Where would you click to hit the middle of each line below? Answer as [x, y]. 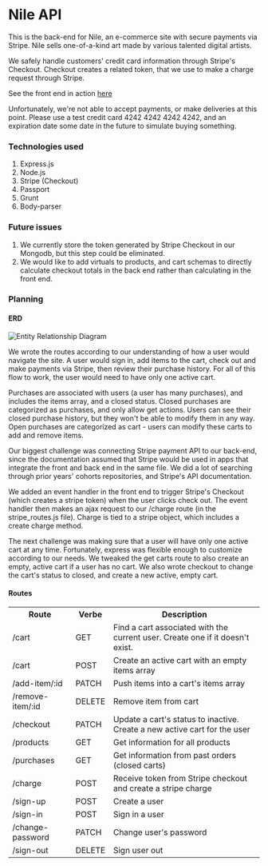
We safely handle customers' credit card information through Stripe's [122, 61]
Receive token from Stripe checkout [180, 778]
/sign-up [29, 801]
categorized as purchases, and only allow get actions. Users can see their [130, 409]
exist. [123, 647]
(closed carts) [139, 765]
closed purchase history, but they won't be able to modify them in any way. [132, 418]
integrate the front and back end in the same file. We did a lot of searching [130, 467]
